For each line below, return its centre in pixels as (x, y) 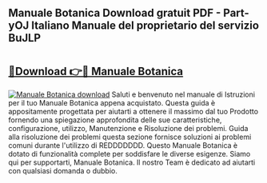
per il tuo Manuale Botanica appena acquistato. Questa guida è (112, 103)
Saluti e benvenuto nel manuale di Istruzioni (183, 94)
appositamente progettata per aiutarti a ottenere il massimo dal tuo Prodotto (133, 111)
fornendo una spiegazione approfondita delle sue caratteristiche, (115, 120)
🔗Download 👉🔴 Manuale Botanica (96, 71)
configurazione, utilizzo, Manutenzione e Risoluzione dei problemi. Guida (128, 128)
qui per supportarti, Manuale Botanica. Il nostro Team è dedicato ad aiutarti (132, 162)
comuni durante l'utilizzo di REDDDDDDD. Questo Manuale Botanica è (123, 145)
